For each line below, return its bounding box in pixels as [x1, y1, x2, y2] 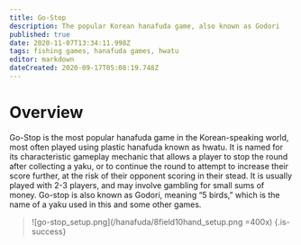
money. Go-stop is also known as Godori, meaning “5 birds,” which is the [9, 189, 280, 200]
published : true [9, 30, 70, 39]
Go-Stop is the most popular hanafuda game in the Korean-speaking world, [9, 132, 289, 142]
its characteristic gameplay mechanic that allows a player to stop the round [9, 150, 288, 162]
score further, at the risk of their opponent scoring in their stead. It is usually [9, 170, 293, 181]
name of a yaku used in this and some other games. [9, 199, 202, 210]
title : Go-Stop [9, 13, 67, 23]
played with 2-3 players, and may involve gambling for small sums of [9, 179, 265, 190]
